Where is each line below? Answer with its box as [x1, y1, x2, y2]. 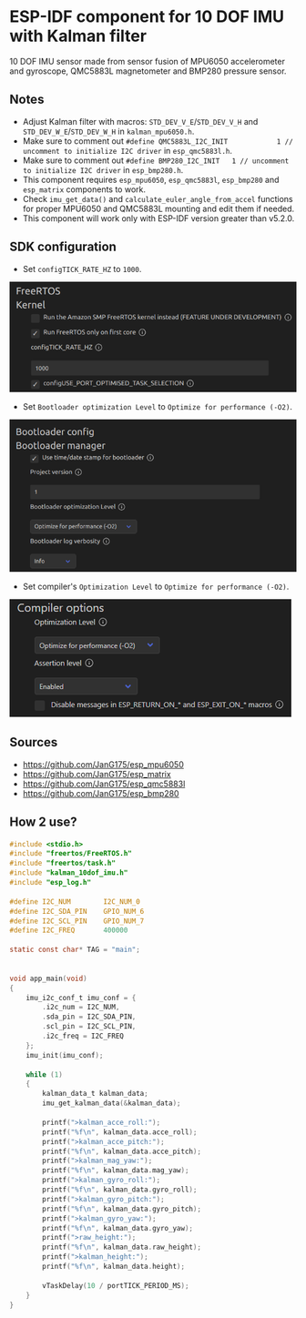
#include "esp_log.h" [9, 878, 92, 887]
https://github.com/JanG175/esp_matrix [22, 768, 171, 779]
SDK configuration [9, 239, 117, 255]
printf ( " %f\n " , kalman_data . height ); [42, 1262, 185, 1272]
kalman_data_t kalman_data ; [42, 1090, 148, 1099]
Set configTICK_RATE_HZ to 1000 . [22, 263, 142, 274]
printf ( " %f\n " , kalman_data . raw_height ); [42, 1242, 202, 1252]
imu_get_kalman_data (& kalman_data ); [42, 1099, 181, 1108]
